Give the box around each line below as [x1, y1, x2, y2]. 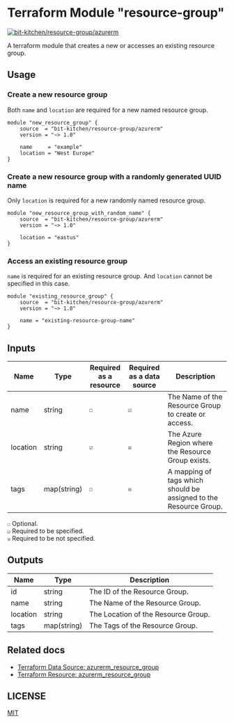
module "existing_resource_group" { [7, 293, 114, 300]
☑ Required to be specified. [7, 527, 85, 535]
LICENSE [7, 690, 47, 702]
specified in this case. [7, 280, 70, 288]
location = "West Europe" [19, 150, 95, 157]
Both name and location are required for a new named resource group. [7, 106, 209, 114]
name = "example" [19, 143, 82, 150]
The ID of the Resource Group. [89, 587, 189, 596]
